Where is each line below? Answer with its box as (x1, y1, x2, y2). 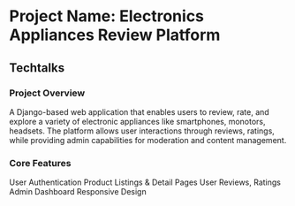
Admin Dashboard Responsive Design (9, 187, 147, 197)
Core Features (9, 156, 72, 169)
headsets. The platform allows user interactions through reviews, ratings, (9, 126, 276, 136)
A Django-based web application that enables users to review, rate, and (9, 106, 269, 117)
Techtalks (9, 60, 64, 75)
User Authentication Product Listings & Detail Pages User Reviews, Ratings (9, 177, 281, 187)
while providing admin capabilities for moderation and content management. (9, 134, 287, 145)
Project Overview (9, 87, 86, 99)
